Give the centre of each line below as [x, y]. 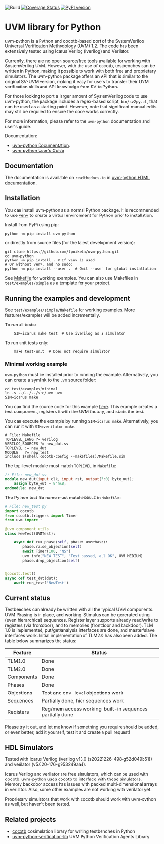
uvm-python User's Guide [38, 150]
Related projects [31, 819]
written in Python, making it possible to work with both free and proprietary [81, 71]
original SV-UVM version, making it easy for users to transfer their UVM [77, 81]
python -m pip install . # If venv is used [50, 260]
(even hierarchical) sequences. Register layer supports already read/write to [82, 620]
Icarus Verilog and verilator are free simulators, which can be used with [77, 774]
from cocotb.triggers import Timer [41, 516]
